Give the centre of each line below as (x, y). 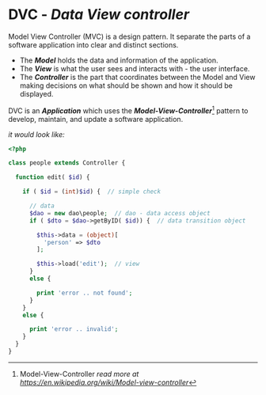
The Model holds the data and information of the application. (119, 60)
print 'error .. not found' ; (85, 293)
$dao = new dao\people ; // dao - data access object (120, 213)
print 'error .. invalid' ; (74, 329)
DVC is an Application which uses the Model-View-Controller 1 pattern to (128, 110)
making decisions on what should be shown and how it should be (126, 85)
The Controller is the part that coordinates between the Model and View (137, 77)
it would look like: (36, 134)
